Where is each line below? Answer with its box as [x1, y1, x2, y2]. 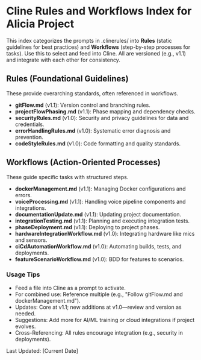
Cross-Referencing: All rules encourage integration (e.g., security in [14, 329, 184, 336]
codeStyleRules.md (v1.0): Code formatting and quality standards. [14, 140, 181, 147]
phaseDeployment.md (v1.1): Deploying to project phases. [14, 223, 160, 230]
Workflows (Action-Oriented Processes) [6, 157, 161, 168]
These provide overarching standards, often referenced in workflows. [6, 89, 179, 97]
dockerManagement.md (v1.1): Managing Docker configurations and [14, 185, 186, 192]
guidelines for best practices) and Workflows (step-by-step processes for [6, 43, 191, 51]
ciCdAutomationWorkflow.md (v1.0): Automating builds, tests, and [14, 242, 182, 250]
